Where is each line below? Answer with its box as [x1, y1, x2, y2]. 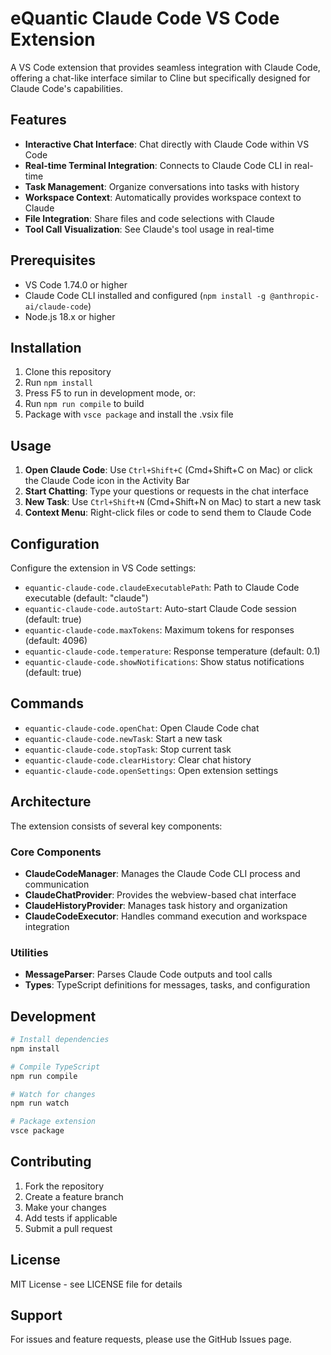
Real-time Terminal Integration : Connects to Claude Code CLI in [24, 159, 292, 171]
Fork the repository [24, 1180, 105, 1192]
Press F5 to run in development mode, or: [24, 387, 197, 399]
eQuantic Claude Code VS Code [10, 7, 280, 30]
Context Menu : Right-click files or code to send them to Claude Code [24, 507, 312, 519]
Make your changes [24, 1201, 107, 1213]
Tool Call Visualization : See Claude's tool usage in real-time [24, 223, 275, 235]
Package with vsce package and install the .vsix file [24, 408, 234, 421]
